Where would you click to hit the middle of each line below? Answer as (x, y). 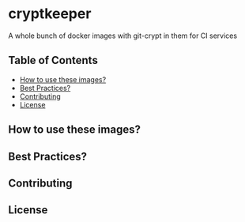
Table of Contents (53, 60)
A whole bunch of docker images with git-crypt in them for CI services (123, 36)
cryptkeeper (50, 14)
